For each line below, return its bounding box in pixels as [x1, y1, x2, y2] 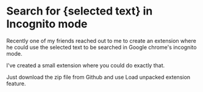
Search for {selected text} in [6, 4, 153, 18]
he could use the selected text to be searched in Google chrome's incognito [6, 44, 197, 51]
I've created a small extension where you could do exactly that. [6, 62, 165, 69]
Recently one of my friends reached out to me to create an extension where [6, 37, 196, 44]
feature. [6, 80, 26, 87]
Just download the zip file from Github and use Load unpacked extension [6, 73, 191, 80]
